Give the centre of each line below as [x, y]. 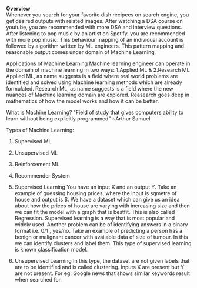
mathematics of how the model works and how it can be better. [83, 101]
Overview [18, 9]
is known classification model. [51, 250]
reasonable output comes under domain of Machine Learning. [81, 52]
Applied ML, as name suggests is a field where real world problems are [92, 76]
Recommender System [42, 175]
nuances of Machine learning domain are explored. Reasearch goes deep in [98, 95]
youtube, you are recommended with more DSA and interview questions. [94, 27]
